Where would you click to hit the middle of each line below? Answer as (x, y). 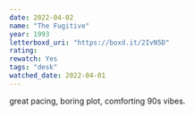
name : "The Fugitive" (50, 26)
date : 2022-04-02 (42, 17)
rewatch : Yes (34, 59)
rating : (24, 51)
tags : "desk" (34, 68)
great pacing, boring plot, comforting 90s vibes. (97, 101)
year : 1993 (30, 34)
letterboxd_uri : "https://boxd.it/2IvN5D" (89, 42)
